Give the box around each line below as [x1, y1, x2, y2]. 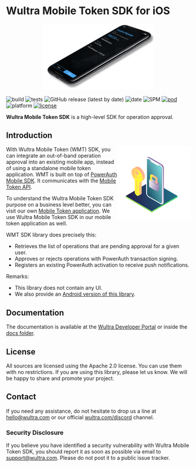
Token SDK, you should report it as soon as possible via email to [6, 448, 161, 455]
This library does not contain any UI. [14, 284, 103, 292]
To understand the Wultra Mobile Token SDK [6, 195, 114, 202]
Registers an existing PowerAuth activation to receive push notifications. [14, 261, 190, 269]
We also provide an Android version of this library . [14, 290, 136, 298]
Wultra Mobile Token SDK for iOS [6, 4, 170, 18]
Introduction [6, 131, 53, 140]
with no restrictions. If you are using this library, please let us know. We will [6, 369, 188, 376]
